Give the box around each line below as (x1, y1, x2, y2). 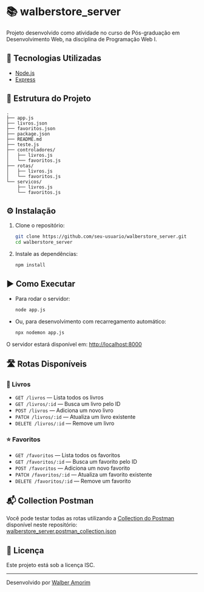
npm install (15, 262, 46, 268)
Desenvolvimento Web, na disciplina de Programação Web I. (6, 35, 157, 43)
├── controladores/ (6, 146, 56, 153)
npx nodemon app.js (15, 329, 65, 336)
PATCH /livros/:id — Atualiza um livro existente (15, 413, 136, 421)
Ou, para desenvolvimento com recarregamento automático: (15, 317, 166, 325)
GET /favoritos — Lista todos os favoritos (15, 451, 120, 459)
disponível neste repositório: (6, 521, 78, 529)
